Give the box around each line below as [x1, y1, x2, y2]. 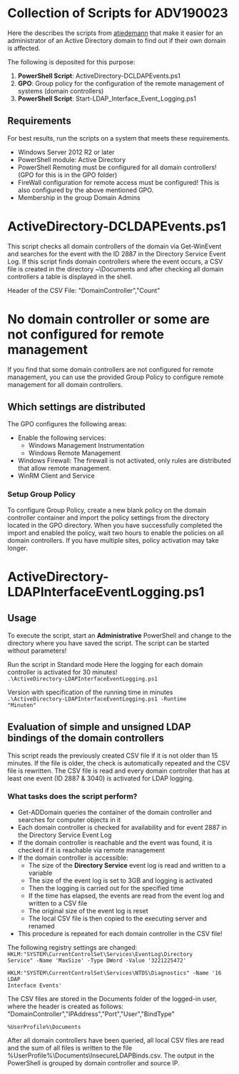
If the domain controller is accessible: [17, 853, 128, 862]
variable [28, 868, 53, 877]
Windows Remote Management [28, 448, 121, 458]
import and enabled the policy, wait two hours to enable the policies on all [7, 528, 224, 537]
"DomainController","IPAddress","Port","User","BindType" [7, 1009, 175, 1018]
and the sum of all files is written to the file [7, 1043, 133, 1052]
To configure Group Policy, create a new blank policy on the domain [7, 506, 207, 514]
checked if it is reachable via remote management [17, 845, 166, 854]
